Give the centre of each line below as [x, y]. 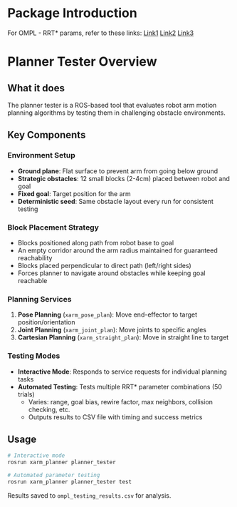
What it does [36, 88]
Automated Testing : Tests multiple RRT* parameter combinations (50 [120, 386]
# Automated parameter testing [54, 476]
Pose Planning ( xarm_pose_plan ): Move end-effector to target [107, 314]
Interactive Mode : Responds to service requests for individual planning [122, 372]
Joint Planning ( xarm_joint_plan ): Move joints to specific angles [112, 330]
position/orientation [46, 322]
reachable [32, 280]
